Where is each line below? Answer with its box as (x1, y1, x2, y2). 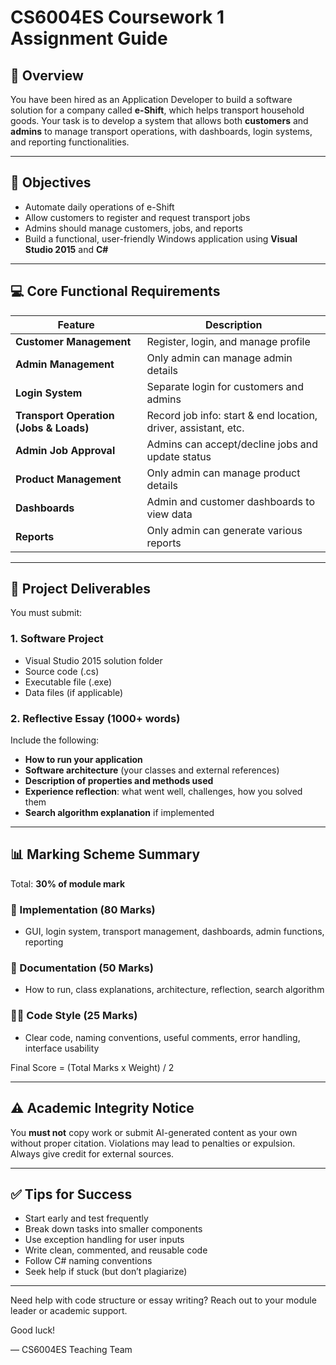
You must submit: (10, 607, 82, 619)
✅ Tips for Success (10, 1186, 133, 1203)
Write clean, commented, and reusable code (24, 1244, 208, 1256)
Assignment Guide (10, 27, 168, 50)
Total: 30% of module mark (10, 877, 126, 890)
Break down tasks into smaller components (24, 1223, 203, 1235)
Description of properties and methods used (24, 775, 214, 787)
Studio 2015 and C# (24, 243, 109, 255)
